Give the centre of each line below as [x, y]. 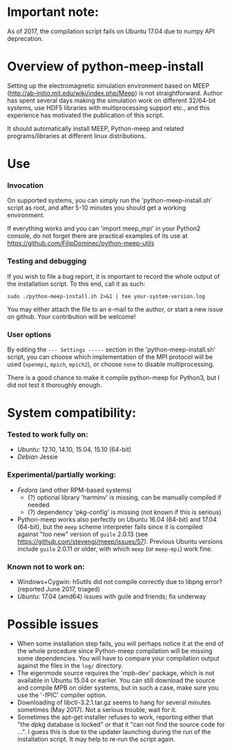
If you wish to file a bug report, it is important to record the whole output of [114, 276]
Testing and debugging [47, 262]
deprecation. [25, 38]
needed [38, 504]
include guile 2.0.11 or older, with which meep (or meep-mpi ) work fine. [115, 549]
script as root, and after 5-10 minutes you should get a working [97, 208]
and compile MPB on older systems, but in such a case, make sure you [118, 687]
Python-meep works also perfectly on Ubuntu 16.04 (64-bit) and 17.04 [117, 519]
